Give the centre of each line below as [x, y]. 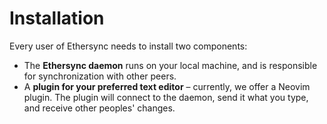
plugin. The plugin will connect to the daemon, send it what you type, [166, 97]
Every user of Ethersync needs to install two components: [128, 46]
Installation [57, 18]
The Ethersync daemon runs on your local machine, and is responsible [170, 65]
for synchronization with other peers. [100, 76]
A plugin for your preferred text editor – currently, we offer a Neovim [167, 86]
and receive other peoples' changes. [99, 108]
